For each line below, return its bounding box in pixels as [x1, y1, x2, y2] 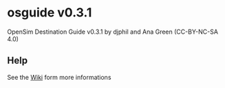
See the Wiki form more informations [7, 73, 111, 81]
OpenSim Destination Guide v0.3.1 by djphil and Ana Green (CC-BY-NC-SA [7, 27, 219, 36]
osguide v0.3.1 [7, 5, 92, 21]
